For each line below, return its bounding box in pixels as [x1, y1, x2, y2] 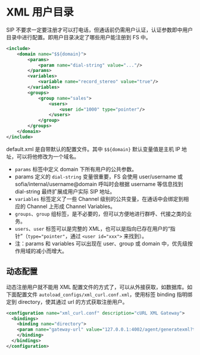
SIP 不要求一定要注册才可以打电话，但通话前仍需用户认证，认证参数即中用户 [6, 26, 193, 33]
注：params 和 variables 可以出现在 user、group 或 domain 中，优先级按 [14, 240, 193, 247]
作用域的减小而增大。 [14, 247, 67, 255]
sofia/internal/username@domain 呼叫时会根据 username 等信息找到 [14, 180, 183, 187]
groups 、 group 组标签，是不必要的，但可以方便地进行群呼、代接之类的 [14, 210, 187, 217]
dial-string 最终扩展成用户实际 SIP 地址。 [14, 188, 115, 195]
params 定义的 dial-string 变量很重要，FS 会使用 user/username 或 [14, 173, 183, 180]
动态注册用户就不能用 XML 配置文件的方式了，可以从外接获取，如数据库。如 [6, 283, 192, 290]
